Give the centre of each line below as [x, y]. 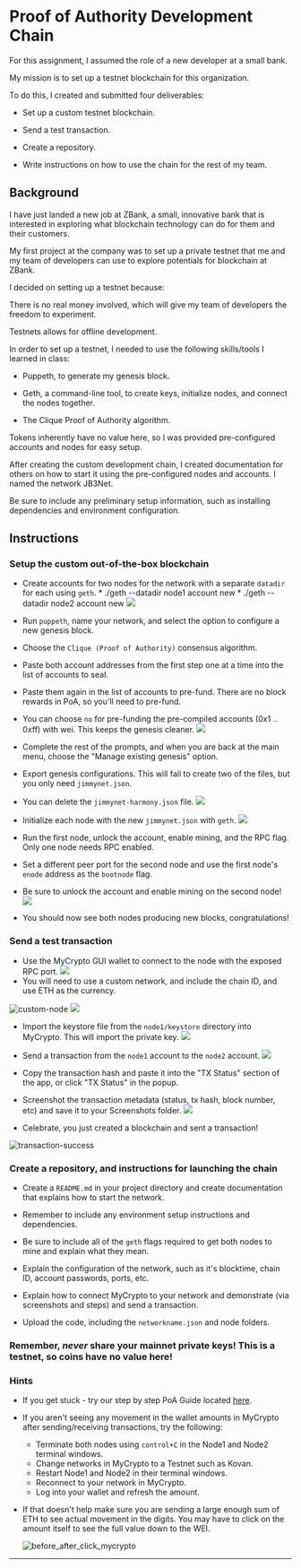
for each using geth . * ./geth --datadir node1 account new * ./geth [144, 593]
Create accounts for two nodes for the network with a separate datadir [154, 584]
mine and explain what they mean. [86, 1252]
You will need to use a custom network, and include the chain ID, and [150, 981]
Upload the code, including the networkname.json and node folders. [146, 1322]
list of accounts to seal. [65, 675]
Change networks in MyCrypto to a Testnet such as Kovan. [144, 1464]
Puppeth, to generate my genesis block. [96, 376]
